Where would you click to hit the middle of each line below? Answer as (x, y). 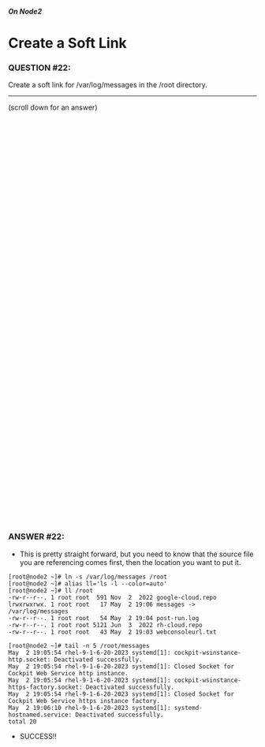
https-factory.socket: (45, 687)
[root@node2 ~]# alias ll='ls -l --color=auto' (88, 583)
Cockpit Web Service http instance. (68, 673)
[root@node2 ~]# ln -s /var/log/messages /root (88, 577)
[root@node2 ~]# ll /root (50, 590)
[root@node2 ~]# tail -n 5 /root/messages (79, 645)
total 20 (22, 721)
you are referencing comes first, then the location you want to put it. (130, 562)
